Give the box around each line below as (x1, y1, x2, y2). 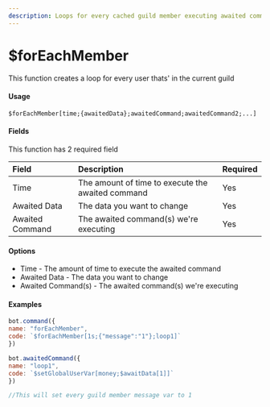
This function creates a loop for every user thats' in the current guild (8, 73, 235, 83)
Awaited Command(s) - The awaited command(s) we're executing (19, 281, 239, 291)
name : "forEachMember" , (8, 325, 88, 333)
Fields (8, 127, 30, 136)
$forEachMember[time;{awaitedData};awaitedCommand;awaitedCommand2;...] (8, 110, 257, 118)
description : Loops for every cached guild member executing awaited (8, 11, 247, 20)
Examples (8, 299, 43, 309)
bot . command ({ (8, 318, 56, 326)
